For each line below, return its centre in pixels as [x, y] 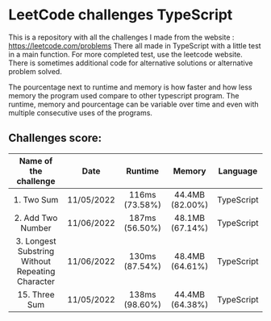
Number [36, 227]
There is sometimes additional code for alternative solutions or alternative [131, 63]
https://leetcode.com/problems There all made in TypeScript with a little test [135, 45]
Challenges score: [55, 138]
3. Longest [36, 241]
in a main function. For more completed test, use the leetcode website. [126, 54]
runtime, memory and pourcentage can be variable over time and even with [134, 104]
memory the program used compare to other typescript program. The [124, 95]
